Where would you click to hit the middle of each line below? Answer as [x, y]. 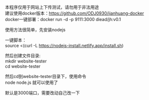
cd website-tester [23, 66]
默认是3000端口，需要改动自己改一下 [43, 93]
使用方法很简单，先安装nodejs [35, 30]
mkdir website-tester [26, 61]
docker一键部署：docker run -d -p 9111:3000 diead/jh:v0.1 [63, 19]
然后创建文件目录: [23, 56]
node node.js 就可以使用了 [32, 82]
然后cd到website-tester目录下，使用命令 [46, 76]
